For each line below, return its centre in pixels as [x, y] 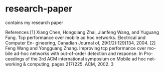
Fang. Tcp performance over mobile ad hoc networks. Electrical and [75, 37]
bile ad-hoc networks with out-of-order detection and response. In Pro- [79, 53]
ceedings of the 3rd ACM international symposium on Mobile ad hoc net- [80, 58]
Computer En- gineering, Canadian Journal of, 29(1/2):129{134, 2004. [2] [80, 42]
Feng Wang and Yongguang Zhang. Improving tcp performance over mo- [81, 48]
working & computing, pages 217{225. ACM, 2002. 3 [59, 64]
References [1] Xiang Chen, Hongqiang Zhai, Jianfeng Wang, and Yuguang [82, 32]
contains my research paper [34, 22]
